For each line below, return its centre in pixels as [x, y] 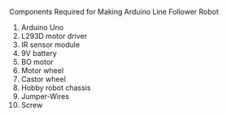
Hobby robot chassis [56, 88]
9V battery [39, 53]
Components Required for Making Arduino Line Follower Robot [114, 12]
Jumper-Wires [45, 96]
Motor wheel [42, 71]
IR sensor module [50, 45]
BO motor [37, 62]
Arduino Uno [42, 27]
